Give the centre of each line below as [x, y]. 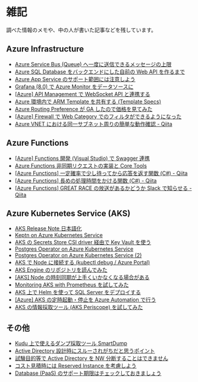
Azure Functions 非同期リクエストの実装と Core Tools [81, 165]
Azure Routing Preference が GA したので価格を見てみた [84, 109]
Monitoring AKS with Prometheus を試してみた [72, 285]
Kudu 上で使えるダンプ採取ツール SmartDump [71, 343]
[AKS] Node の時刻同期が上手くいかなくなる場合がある [82, 278]
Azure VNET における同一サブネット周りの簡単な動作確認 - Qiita [93, 124]
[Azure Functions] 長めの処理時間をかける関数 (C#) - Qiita [86, 180]
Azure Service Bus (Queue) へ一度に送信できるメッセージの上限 [93, 64]
